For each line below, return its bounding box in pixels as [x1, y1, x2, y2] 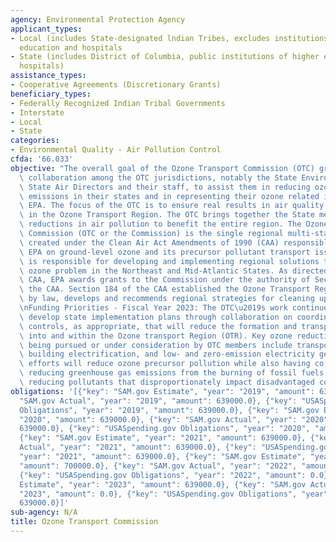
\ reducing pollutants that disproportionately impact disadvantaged [19, 377, 315, 387]
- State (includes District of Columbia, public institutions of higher [10, 52, 320, 62]
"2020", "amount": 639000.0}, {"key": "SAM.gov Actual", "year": [19, 414, 298, 425]
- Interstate [10, 107, 65, 118]
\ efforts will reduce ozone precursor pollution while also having [19, 359, 311, 369]
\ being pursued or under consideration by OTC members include [19, 340, 293, 350]
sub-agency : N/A [10, 507, 78, 518]
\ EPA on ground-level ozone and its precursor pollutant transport [19, 247, 311, 257]
